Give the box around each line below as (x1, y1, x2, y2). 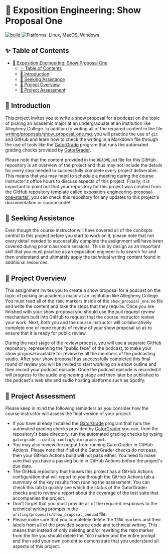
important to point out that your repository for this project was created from (5, 183, 161, 189)
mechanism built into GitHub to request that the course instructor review (5, 314, 154, 320)
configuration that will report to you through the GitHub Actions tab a (12, 474, 155, 480)
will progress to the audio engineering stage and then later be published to (5, 372, 159, 378)
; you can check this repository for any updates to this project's (28, 194, 159, 200)
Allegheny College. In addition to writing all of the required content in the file (5, 125, 163, 131)
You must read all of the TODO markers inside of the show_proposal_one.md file (5, 298, 163, 304)
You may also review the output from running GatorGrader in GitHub (12, 442, 153, 447)
